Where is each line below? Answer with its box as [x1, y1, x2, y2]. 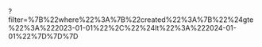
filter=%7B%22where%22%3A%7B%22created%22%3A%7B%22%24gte [8, 15, 254, 24]
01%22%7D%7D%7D [8, 31, 79, 41]
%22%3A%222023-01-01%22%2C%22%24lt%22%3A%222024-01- [8, 23, 237, 32]
